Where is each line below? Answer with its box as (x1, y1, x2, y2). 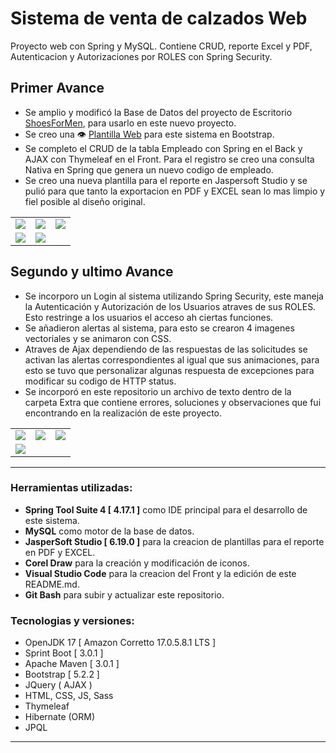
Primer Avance (10, 80, 105, 97)
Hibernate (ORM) (24, 711, 96, 723)
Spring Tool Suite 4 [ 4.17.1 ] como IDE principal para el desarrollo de (24, 503, 308, 516)
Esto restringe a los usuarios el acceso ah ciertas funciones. (24, 311, 274, 323)
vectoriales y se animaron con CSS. (24, 332, 172, 344)
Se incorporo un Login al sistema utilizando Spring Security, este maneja (24, 290, 324, 302)
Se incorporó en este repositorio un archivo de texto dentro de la (24, 385, 292, 397)
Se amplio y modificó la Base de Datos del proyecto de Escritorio (24, 106, 293, 118)
